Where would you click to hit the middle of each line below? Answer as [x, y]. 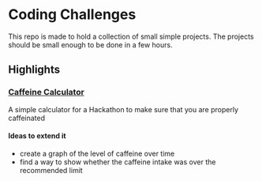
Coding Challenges [72, 15]
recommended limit [51, 170]
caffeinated [27, 118]
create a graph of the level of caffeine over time [97, 153]
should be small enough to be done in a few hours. [90, 44]
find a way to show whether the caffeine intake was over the [118, 162]
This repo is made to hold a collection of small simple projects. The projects [131, 36]
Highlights [34, 70]
